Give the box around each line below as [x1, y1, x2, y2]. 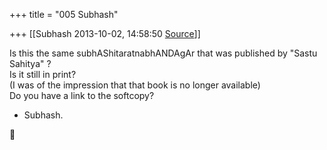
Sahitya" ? [9, 58, 52, 69]
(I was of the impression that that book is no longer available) [9, 79, 261, 91]
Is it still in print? [9, 69, 77, 80]
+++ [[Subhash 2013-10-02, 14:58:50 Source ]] [9, 28, 201, 39]
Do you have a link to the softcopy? [9, 90, 155, 101]
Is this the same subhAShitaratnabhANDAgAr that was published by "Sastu [9, 47, 318, 59]
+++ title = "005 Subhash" [9, 9, 119, 20]
